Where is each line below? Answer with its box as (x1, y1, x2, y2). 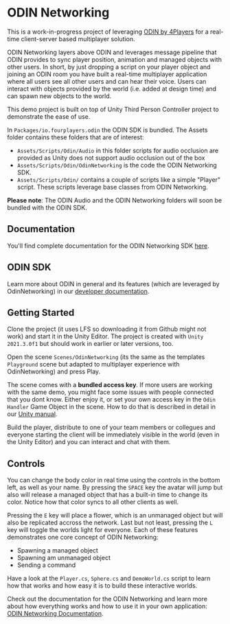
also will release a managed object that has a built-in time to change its (7, 491, 208, 499)
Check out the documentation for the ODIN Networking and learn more (7, 595, 208, 603)
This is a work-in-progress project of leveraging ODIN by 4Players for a (7, 27, 209, 36)
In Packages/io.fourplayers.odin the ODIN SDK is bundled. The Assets (7, 126, 208, 134)
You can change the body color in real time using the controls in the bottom (7, 476, 220, 485)
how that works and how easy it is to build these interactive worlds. (7, 581, 198, 590)
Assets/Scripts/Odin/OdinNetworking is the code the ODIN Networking (16, 161, 218, 169)
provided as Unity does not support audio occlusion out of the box (16, 153, 205, 162)
